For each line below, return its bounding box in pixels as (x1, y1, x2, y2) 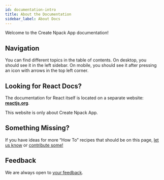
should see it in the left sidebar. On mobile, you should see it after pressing (5, 62, 157, 68)
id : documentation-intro (5, 7, 56, 12)
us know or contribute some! (5, 142, 64, 148)
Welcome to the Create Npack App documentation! (5, 30, 109, 36)
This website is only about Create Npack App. (5, 110, 98, 116)
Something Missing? (5, 124, 70, 132)
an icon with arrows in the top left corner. (5, 67, 89, 74)
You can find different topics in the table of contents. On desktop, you (5, 57, 147, 63)
